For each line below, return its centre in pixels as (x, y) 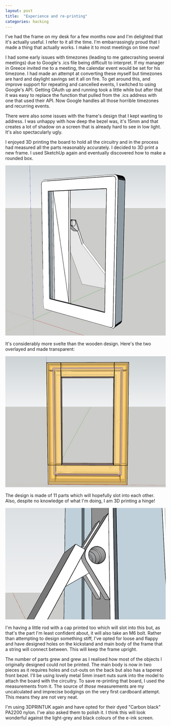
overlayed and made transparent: (40, 349)
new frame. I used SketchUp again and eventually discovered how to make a (85, 153)
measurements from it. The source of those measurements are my (75, 686)
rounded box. (19, 159)
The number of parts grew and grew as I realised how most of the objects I (83, 659)
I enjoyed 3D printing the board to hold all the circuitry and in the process (82, 142)
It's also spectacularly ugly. (34, 132)
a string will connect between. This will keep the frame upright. (71, 650)
